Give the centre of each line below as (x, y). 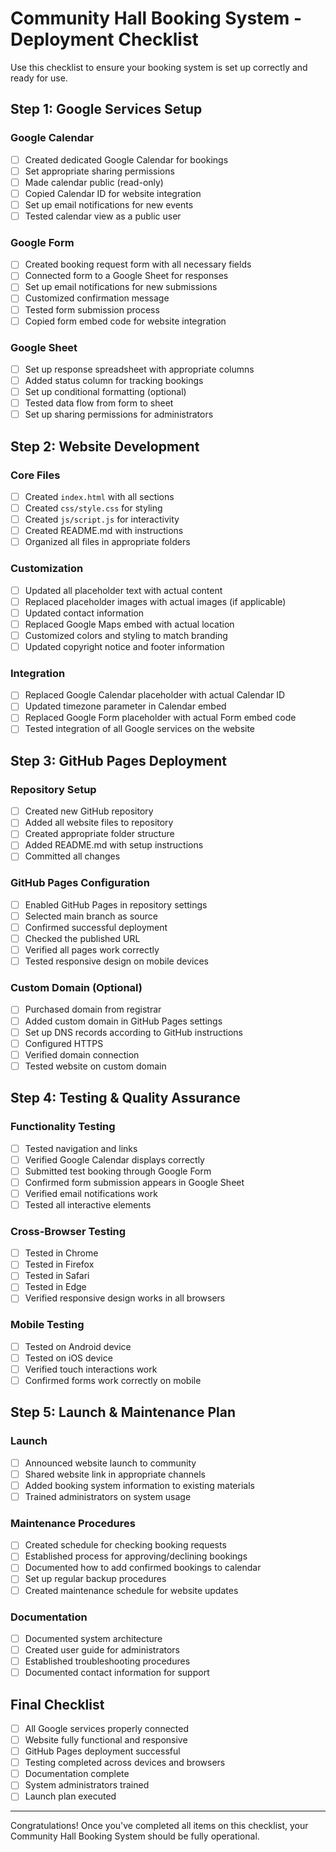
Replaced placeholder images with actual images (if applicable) (155, 601)
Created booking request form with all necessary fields (138, 264)
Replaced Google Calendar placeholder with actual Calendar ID (155, 695)
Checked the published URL (82, 938)
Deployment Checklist (104, 39)
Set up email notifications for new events (109, 204)
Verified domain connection (82, 1054)
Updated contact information (84, 613)
